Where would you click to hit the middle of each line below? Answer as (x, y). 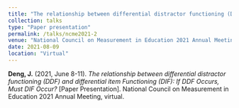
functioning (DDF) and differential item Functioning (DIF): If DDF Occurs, (114, 81)
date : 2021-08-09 (34, 47)
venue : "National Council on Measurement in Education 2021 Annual (110, 40)
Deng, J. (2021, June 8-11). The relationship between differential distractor (117, 74)
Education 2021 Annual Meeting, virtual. (66, 96)
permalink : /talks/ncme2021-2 (53, 34)
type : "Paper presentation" (50, 27)
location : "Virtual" (39, 54)
